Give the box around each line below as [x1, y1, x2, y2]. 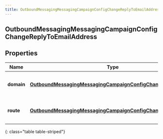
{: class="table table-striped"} [5, 128, 65, 134]
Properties [5, 49, 38, 57]
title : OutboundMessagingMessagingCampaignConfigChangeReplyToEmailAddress [5, 7, 162, 12]
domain [7, 81, 26, 87]
